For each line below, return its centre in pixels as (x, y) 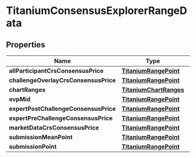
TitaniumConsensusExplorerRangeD (97, 11)
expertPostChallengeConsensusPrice (62, 109)
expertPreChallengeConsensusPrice (61, 118)
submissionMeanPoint (41, 137)
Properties (26, 45)
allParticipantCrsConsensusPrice (56, 71)
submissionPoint (33, 147)
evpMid (20, 99)
